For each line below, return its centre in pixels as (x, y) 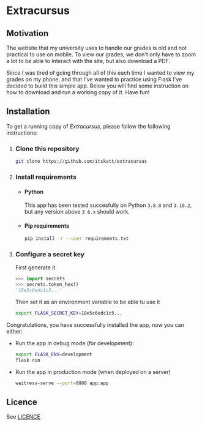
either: (14, 331)
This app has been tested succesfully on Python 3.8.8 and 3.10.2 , (108, 205)
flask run (28, 360)
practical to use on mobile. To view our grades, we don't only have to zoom (101, 54)
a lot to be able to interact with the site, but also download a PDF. (88, 61)
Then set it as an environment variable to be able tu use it (88, 302)
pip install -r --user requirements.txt (77, 239)
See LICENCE (24, 417)
